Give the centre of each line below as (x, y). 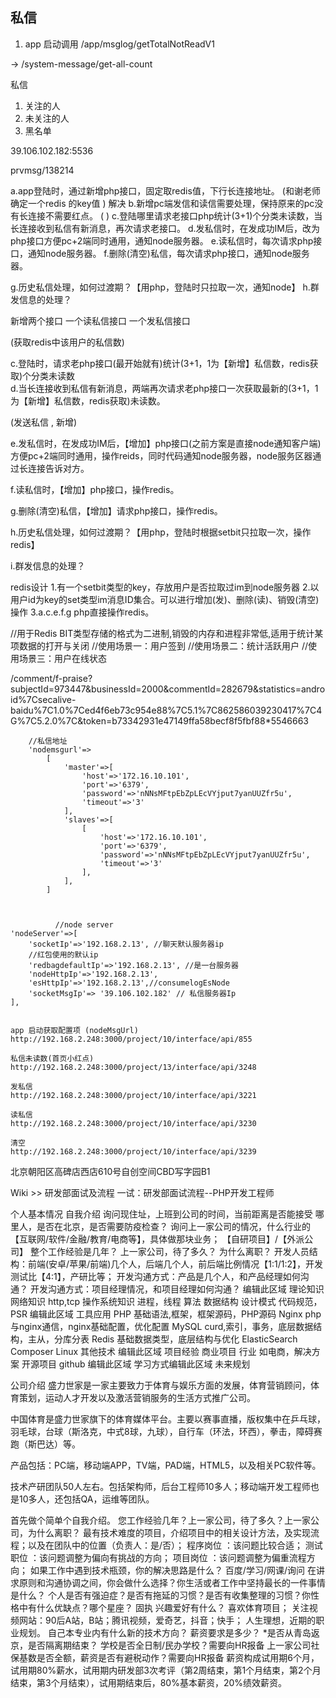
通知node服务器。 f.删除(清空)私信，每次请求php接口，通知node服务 (168, 253)
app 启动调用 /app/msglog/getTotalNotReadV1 (119, 44)
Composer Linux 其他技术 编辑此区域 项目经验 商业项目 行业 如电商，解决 (161, 1351)
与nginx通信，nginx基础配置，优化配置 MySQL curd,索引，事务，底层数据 (162, 1326)
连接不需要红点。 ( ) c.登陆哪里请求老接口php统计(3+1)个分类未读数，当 (175, 215)
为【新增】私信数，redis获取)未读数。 (88, 400)
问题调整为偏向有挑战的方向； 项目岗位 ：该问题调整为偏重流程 (177, 1557)
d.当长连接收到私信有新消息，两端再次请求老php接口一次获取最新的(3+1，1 (164, 388)
